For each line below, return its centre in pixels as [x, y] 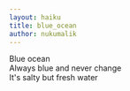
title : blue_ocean [43, 26]
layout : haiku [35, 17]
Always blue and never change [65, 68]
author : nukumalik [43, 34]
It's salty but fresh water [54, 78]
